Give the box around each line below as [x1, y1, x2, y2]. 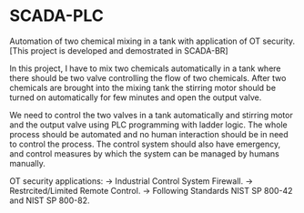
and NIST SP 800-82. [9, 195, 90, 206]
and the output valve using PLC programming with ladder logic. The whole [9, 119, 289, 130]
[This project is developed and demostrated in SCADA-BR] [9, 45, 229, 56]
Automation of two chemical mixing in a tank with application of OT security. [9, 35, 296, 46]
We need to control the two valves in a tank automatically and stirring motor [9, 109, 293, 120]
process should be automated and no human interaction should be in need [9, 128, 289, 139]
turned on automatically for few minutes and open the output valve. [9, 92, 262, 103]
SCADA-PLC [9, 5, 105, 26]
